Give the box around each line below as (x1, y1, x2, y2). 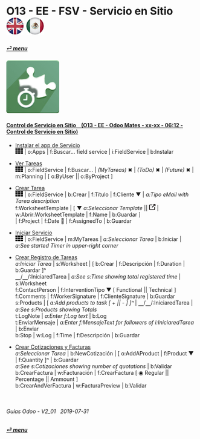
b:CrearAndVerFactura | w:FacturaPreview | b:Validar (15, 381, 147, 389)
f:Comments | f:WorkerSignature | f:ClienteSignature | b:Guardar (15, 292, 175, 300)
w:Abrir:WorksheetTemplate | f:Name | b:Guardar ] (15, 211, 141, 218)
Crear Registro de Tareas (15, 253, 77, 261)
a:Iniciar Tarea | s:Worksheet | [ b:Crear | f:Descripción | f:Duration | (15, 260, 185, 267)
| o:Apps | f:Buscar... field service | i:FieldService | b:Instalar (24, 148, 174, 155)
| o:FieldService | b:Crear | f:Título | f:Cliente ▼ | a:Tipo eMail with (24, 191, 189, 198)
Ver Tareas (15, 159, 42, 167)
